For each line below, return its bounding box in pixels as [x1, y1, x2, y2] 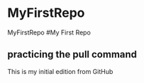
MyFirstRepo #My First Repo [7, 28, 91, 37]
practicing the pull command [7, 49, 137, 60]
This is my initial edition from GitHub [7, 67, 113, 75]
